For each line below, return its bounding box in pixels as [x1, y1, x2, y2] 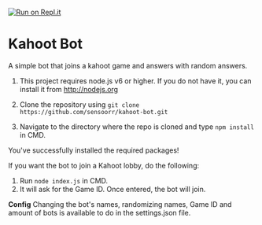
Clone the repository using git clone [19, 99, 140, 109]
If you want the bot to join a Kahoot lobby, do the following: [8, 160, 200, 170]
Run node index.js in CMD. [19, 175, 109, 185]
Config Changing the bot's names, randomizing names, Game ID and [8, 199, 232, 208]
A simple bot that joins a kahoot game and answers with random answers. [8, 61, 248, 70]
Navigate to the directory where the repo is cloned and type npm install [19, 122, 254, 131]
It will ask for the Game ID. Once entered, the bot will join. [19, 184, 206, 194]
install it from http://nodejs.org [19, 84, 119, 94]
